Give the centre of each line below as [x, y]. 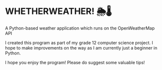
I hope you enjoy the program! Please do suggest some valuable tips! [75, 62]
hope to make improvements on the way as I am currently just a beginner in [81, 48]
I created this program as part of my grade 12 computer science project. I [79, 43]
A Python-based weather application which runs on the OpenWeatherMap [80, 28]
